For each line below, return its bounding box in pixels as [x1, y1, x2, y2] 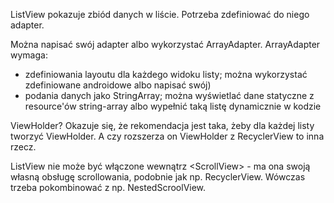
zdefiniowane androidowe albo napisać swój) [24, 79, 212, 91]
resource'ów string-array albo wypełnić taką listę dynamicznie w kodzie [24, 100, 322, 112]
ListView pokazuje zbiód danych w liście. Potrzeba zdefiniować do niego [10, 9, 310, 20]
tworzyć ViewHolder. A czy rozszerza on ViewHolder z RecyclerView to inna [10, 130, 325, 142]
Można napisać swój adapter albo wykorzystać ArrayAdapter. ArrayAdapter [10, 39, 321, 50]
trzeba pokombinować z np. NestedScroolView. [10, 182, 207, 193]
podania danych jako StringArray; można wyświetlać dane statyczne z [24, 90, 315, 101]
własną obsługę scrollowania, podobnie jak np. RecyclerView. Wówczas [10, 171, 306, 183]
